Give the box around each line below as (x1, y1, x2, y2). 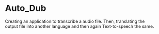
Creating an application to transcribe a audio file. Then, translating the (5, 18, 145, 24)
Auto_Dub (5, 3, 47, 14)
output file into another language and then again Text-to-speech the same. (5, 23, 154, 29)
